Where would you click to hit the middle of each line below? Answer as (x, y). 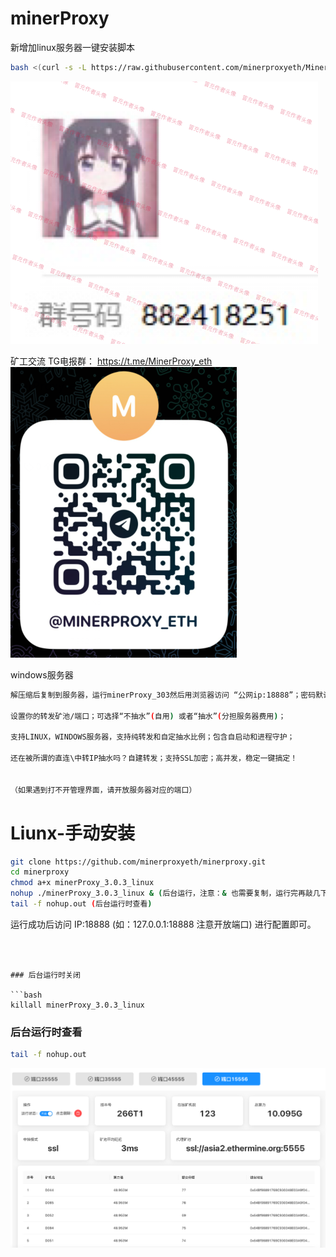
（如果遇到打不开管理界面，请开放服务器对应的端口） (103, 790)
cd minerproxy (40, 872)
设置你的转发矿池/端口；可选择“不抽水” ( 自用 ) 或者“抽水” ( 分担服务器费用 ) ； (148, 716)
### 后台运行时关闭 (45, 975)
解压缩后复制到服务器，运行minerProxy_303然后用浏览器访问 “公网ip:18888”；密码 (163, 695)
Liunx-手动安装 (72, 833)
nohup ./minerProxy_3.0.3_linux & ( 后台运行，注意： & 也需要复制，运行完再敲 (161, 893)
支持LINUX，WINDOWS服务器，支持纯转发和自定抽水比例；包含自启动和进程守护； (152, 737)
